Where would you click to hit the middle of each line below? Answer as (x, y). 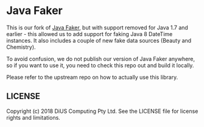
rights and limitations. (33, 117)
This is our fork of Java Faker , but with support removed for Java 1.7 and (97, 27)
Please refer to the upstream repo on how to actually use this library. (92, 77)
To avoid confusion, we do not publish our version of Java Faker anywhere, (101, 59)
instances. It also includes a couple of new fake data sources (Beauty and (99, 40)
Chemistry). (21, 47)
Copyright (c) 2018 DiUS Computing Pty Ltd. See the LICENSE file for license (102, 111)
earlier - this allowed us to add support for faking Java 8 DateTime (90, 34)
